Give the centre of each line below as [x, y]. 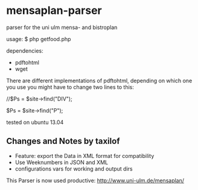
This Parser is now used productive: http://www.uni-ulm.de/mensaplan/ [95, 180]
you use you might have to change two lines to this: [70, 87]
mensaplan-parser [54, 11]
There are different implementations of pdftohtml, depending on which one [99, 80]
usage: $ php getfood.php [39, 39]
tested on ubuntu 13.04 [35, 122]
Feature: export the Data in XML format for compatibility [85, 156]
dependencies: [25, 51]
